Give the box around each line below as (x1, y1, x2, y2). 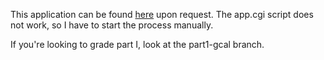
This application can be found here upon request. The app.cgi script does (10, 9, 314, 20)
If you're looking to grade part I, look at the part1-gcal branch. (10, 39, 265, 50)
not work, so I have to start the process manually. (10, 19, 214, 31)
